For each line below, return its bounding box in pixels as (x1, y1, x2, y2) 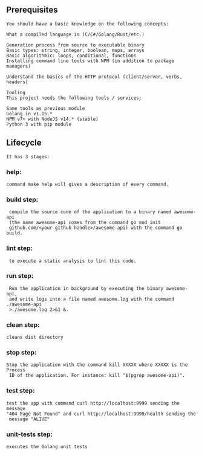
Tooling (6, 89, 26, 95)
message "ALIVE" (8, 416, 50, 422)
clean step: (6, 320, 41, 329)
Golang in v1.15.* (6, 111, 53, 117)
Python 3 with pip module (6, 121, 71, 127)
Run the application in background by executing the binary (8, 285, 164, 292)
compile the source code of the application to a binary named (8, 209, 172, 215)
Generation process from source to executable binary (6, 42, 145, 48)
